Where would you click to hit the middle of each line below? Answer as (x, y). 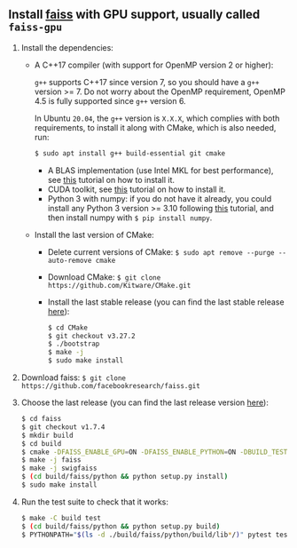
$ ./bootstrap (74, 344)
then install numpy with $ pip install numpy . (130, 218)
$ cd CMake (67, 328)
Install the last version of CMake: (94, 234)
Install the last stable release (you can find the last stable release (166, 302)
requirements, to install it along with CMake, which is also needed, (155, 127)
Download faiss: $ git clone (73, 377)
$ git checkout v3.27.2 (91, 336)
